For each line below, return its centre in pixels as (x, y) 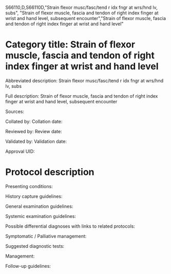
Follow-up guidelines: (28, 266)
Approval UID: (20, 151)
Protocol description (50, 172)
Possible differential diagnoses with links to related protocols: (70, 226)
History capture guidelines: (34, 196)
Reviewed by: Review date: (34, 131)
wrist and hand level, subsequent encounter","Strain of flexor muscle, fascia (85, 18)
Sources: (15, 111)
